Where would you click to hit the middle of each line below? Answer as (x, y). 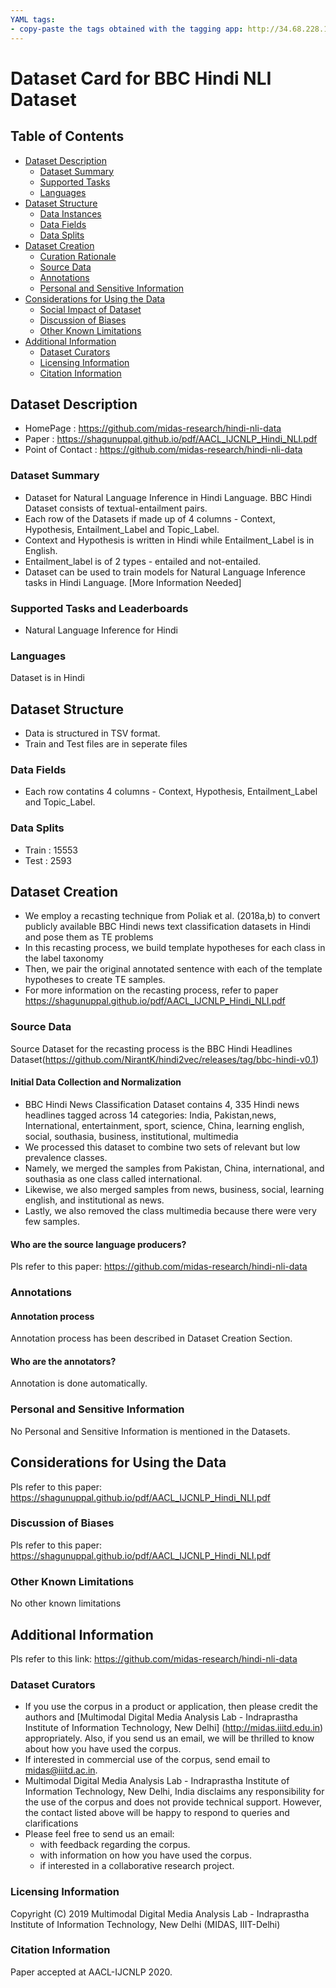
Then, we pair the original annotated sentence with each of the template (173, 969)
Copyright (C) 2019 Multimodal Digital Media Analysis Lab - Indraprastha (160, 1913)
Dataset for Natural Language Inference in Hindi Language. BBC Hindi (168, 497)
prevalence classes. (66, 1157)
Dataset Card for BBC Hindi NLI (141, 78)
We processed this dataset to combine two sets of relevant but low (162, 1147)
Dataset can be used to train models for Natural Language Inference (165, 572)
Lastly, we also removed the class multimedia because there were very (170, 1210)
